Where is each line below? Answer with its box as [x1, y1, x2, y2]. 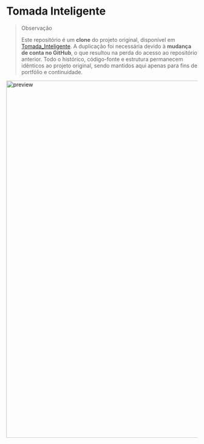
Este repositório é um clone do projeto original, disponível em [21, 36, 175, 43]
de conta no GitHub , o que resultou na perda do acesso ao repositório [21, 49, 197, 56]
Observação [21, 24, 53, 32]
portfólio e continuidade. [21, 68, 83, 75]
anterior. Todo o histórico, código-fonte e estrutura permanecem [21, 55, 183, 63]
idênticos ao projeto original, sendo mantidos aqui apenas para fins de [21, 62, 198, 69]
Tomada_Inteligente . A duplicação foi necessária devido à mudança [21, 43, 192, 50]
